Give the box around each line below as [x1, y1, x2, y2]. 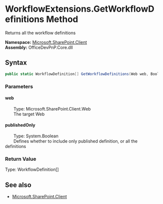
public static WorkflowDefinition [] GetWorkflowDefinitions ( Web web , [5, 72, 149, 76]
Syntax [5, 58, 27, 67]
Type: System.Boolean [14, 133, 59, 139]
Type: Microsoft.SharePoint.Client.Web [14, 106, 91, 111]
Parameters [5, 83, 33, 90]
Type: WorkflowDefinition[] [5, 167, 59, 172]
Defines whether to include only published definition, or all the [14, 138, 138, 144]
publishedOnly [5, 122, 35, 128]
